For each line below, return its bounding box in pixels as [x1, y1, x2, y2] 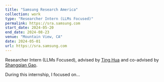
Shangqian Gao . [5, 62, 38, 68]
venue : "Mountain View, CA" [5, 35, 63, 40]
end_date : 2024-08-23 [5, 30, 50, 35]
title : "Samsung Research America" [5, 7, 78, 12]
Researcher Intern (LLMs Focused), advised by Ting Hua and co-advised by [5, 57, 159, 62]
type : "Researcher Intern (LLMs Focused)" [5, 16, 94, 21]
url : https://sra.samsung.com [5, 43, 67, 48]
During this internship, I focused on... [5, 71, 80, 77]
